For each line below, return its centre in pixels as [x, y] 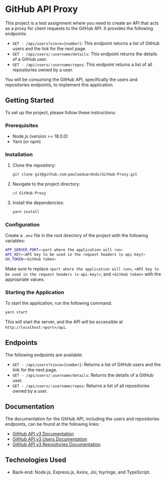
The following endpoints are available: [44, 355]
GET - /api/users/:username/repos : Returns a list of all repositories [81, 386]
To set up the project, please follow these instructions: [61, 112]
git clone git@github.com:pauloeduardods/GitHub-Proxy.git [75, 175]
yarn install [26, 212]
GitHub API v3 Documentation [43, 434]
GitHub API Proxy [41, 9]
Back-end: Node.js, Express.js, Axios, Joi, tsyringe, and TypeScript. [81, 472]
